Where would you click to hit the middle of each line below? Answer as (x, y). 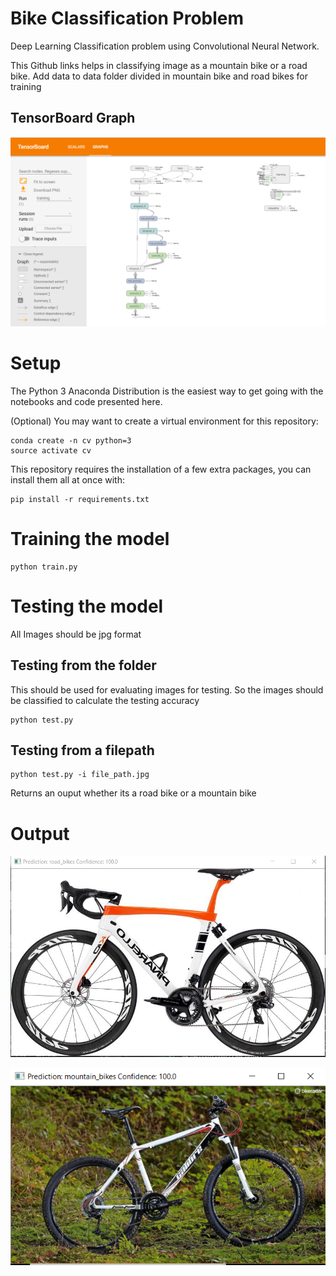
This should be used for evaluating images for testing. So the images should (167, 689)
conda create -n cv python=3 (71, 440)
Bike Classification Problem (127, 18)
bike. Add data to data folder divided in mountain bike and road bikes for (159, 76)
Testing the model (87, 606)
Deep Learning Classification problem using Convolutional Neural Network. (165, 46)
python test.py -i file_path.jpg (80, 775)
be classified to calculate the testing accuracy (105, 700)
